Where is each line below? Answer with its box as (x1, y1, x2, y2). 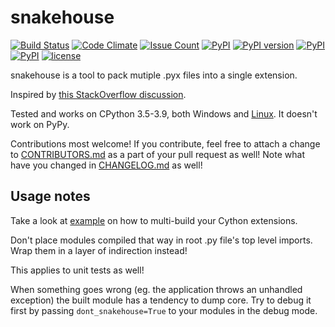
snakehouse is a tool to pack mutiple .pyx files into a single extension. (10, 69, 298, 81)
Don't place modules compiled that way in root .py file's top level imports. (10, 234, 313, 246)
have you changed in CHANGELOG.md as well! (10, 159, 203, 171)
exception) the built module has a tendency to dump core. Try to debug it (10, 294, 312, 306)
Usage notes (10, 188, 91, 205)
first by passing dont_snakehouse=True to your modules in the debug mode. (10, 304, 318, 316)
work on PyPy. (10, 118, 70, 130)
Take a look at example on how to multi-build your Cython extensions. (10, 214, 298, 226)
